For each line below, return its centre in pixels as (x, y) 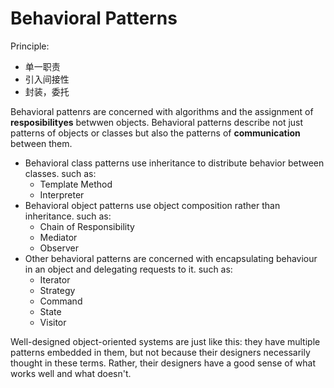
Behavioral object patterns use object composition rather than (152, 205)
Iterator (55, 279)
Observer (59, 248)
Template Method (76, 184)
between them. (41, 143)
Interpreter (62, 194)
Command (61, 301)
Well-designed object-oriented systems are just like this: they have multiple (165, 341)
